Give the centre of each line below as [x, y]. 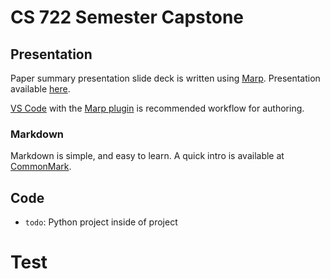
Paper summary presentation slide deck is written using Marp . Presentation [165, 78]
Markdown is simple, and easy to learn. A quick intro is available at [147, 156]
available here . [40, 89]
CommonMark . [41, 167]
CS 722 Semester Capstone [127, 17]
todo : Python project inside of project [101, 222]
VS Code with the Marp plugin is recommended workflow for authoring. [157, 108]
